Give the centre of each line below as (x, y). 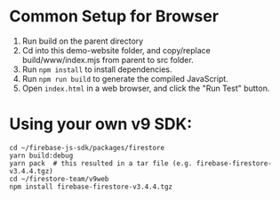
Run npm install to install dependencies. (97, 69)
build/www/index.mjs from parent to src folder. (108, 60)
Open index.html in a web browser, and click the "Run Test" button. (146, 88)
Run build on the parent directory (83, 41)
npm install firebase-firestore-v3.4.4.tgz (91, 187)
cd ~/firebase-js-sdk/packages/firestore (87, 148)
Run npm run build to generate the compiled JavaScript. (125, 78)
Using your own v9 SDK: (101, 124)
